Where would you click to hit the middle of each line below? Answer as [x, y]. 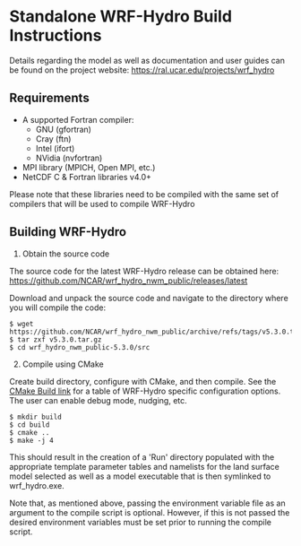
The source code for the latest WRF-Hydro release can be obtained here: [144, 271]
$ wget [21, 324]
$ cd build [30, 425]
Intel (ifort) [55, 148]
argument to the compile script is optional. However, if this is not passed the [150, 512]
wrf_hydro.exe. [37, 485]
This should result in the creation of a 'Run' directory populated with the [142, 457]
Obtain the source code [66, 254]
